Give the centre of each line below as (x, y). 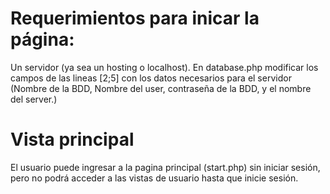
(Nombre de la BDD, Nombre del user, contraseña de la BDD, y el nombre (161, 88)
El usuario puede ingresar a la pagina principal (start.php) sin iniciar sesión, (165, 167)
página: (42, 39)
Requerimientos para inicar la (135, 18)
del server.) (34, 99)
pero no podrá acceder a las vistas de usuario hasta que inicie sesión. (154, 178)
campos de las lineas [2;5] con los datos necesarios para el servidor (151, 78)
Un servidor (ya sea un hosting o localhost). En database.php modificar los (164, 67)
